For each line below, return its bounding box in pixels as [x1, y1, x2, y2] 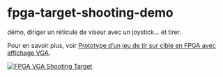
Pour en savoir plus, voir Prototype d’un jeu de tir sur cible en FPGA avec [7, 41, 216, 49]
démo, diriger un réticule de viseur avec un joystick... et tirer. [7, 28, 182, 36]
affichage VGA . [7, 49, 51, 57]
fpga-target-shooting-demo [7, 5, 174, 21]
